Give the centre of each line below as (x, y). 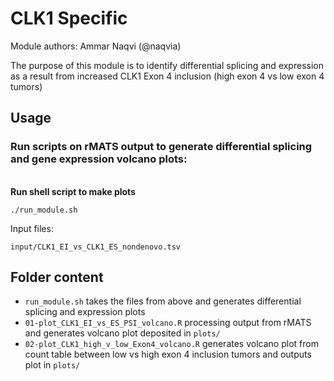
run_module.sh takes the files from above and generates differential (163, 301)
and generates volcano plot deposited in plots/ (122, 333)
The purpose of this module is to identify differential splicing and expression (167, 65)
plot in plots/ (52, 365)
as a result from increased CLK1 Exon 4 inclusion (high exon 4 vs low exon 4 (167, 76)
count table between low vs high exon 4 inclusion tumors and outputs (168, 354)
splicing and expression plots (85, 312)
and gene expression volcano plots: (99, 159)
